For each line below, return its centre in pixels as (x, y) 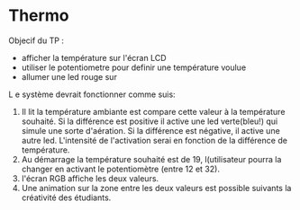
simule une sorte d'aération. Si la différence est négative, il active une (150, 130)
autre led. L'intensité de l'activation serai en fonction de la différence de (154, 140)
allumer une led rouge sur (69, 76)
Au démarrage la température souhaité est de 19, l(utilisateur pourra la (151, 159)
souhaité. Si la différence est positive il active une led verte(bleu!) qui (150, 121)
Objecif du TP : (36, 40)
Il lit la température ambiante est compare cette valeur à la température (153, 111)
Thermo (39, 16)
